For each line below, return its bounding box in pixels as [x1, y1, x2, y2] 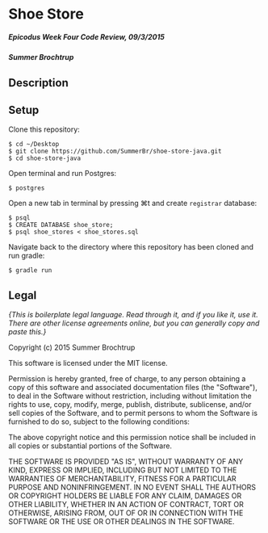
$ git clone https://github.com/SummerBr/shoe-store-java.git [8, 147, 222, 156]
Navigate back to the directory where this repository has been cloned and [8, 242, 254, 252]
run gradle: [8, 251, 45, 261]
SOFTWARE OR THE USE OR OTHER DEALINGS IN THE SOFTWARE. [8, 517, 235, 527]
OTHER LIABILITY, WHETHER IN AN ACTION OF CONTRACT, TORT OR [8, 500, 244, 510]
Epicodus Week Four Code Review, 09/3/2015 [8, 31, 165, 41]
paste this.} [8, 327, 47, 337]
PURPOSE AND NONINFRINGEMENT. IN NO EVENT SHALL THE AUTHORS [8, 482, 257, 493]
